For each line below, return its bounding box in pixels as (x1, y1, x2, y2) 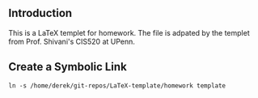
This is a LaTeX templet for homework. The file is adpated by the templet (8, 28, 250, 37)
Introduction (8, 6, 73, 20)
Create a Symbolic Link (8, 60, 127, 74)
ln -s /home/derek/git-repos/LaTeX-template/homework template (8, 81, 226, 90)
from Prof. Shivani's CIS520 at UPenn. (8, 36, 136, 46)
